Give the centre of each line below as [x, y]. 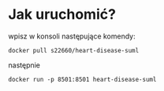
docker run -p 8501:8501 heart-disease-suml [82, 79]
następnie [24, 65]
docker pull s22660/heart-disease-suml [74, 50]
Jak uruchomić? [62, 15]
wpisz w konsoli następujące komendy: [72, 36]
